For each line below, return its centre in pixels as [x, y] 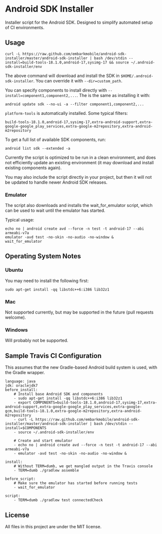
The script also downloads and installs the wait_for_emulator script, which [79, 205]
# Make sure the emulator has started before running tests [76, 483]
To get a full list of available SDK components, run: [56, 140]
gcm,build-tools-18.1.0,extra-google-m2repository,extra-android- [73, 411]
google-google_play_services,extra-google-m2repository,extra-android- [79, 126]
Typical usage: [20, 220]
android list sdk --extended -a [38, 148]
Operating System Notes [43, 256]
